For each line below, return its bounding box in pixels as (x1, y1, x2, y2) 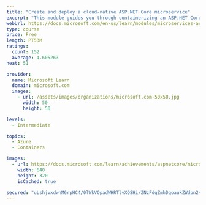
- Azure (12, 139, 32, 145)
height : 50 (22, 105, 51, 111)
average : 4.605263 (12, 54, 59, 61)
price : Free (6, 32, 37, 38)
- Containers (12, 144, 45, 151)
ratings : (6, 43, 29, 50)
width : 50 (22, 100, 48, 106)
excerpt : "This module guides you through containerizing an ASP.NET (6, 15, 188, 21)
